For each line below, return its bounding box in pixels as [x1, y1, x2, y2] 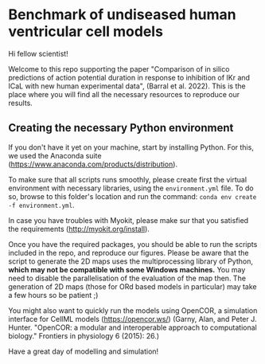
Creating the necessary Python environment [8, 121, 234, 135]
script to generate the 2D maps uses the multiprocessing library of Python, [8, 256, 253, 266]
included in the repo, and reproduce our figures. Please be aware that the [8, 248, 249, 257]
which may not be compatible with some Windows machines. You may [8, 264, 246, 274]
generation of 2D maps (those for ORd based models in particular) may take [8, 281, 257, 292]
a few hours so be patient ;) [8, 290, 99, 299]
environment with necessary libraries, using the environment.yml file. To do [8, 183, 254, 193]
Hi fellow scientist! [8, 49, 69, 58]
